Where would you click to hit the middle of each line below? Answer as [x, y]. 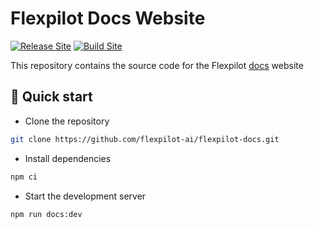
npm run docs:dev [46, 214]
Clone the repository [67, 121]
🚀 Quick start [51, 97]
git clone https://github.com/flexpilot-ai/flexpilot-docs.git [145, 139]
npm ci [24, 177]
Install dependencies [68, 158]
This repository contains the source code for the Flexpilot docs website [157, 65]
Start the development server [85, 196]
